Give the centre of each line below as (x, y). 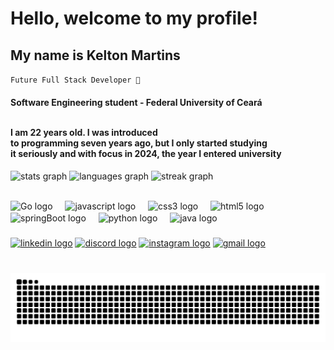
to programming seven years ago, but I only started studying (139, 143)
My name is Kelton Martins (95, 55)
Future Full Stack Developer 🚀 (75, 80)
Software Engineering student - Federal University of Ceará (136, 102)
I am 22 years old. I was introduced (84, 132)
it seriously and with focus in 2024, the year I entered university (146, 153)
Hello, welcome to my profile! (134, 18)
